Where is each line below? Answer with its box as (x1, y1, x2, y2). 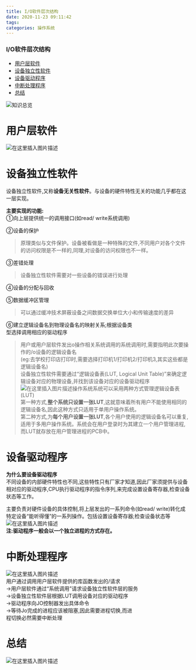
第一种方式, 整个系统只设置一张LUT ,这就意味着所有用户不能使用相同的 (20, 398, 187, 406)
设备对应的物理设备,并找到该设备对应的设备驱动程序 (25, 378, 150, 385)
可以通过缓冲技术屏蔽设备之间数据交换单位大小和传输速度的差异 (20, 309, 174, 316)
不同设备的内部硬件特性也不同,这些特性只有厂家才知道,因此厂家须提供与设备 (6, 478, 188, 486)
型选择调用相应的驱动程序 (6, 329, 68, 336)
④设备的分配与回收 (6, 284, 54, 291)
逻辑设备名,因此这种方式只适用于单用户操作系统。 (20, 406, 140, 413)
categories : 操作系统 (6, 25, 55, 31)
